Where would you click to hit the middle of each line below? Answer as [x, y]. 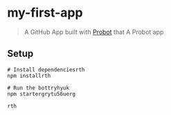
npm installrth [29, 76]
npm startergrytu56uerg [42, 94]
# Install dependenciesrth [46, 70]
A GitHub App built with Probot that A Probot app [94, 32]
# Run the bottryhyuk [38, 88]
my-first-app [45, 13]
